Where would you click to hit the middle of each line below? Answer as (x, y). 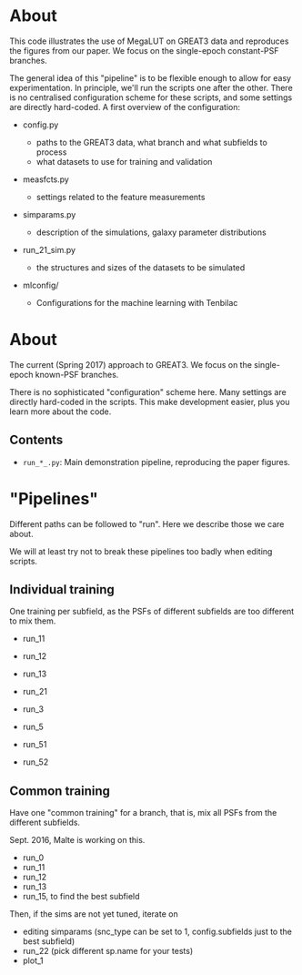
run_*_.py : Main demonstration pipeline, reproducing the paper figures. (156, 462)
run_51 (35, 745)
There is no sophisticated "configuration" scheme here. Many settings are (148, 391)
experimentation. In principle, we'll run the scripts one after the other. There (151, 87)
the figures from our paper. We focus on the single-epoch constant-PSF (144, 50)
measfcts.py (46, 179)
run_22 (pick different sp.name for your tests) (108, 951)
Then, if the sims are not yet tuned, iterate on (94, 914)
